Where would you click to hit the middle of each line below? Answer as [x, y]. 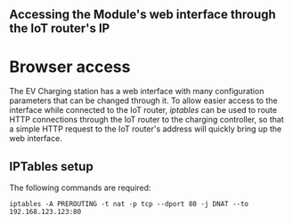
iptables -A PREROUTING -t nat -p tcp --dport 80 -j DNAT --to [129, 204]
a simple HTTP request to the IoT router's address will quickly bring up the [146, 129]
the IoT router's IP [60, 29]
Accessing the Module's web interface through [142, 15]
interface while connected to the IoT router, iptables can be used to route [143, 110]
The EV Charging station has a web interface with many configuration [137, 92]
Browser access [70, 67]
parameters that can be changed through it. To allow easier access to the [143, 100]
